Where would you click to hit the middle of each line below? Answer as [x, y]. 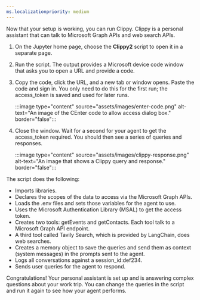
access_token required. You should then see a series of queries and [98, 137]
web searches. [33, 241]
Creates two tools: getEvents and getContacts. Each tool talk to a [95, 222]
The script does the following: [43, 179]
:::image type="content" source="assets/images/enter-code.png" [96, 106]
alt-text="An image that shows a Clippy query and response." [90, 161]
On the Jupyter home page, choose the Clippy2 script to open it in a [99, 46]
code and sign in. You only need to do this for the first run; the [91, 88]
